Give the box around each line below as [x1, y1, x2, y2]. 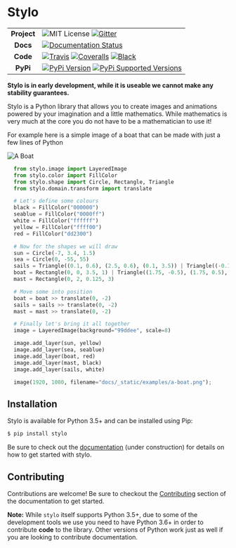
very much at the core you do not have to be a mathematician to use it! [7, 117, 212, 125]
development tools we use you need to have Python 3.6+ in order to [7, 518, 204, 526]
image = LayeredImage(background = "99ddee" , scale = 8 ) [13, 327, 171, 334]
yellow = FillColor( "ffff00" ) [13, 223, 102, 230]
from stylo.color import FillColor [13, 171, 118, 179]
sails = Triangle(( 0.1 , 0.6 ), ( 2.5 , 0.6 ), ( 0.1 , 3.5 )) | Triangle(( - [13, 263, 221, 270]
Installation [7, 398, 58, 410]
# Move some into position [13, 288, 93, 295]
